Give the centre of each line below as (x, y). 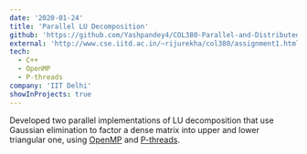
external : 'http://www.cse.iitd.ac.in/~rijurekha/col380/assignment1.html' (157, 43)
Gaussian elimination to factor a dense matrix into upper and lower (135, 129)
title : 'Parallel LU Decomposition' (79, 26)
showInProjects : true (51, 94)
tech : (20, 52)
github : (24, 35)
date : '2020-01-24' (47, 18)
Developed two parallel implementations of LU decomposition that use (142, 120)
